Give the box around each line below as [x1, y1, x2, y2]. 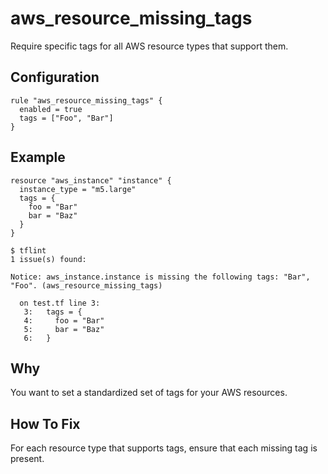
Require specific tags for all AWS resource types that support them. [10, 40, 289, 52]
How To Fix [10, 415, 81, 432]
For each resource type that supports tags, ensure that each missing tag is [10, 442, 318, 454]
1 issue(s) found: [10, 254, 87, 264]
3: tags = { [23, 307, 83, 317]
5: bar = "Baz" [23, 324, 105, 334]
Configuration [10, 69, 100, 86]
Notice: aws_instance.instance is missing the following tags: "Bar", [10, 272, 311, 282]
